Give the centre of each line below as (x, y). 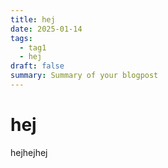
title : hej (33, 19)
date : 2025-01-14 (46, 29)
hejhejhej (29, 152)
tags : (21, 38)
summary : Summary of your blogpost (84, 76)
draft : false (37, 66)
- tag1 (33, 47)
